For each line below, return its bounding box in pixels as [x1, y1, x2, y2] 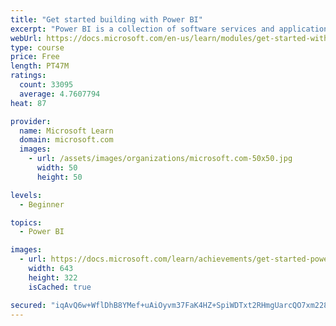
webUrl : [10, 33, 43, 43]
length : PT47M [10, 61, 70, 71]
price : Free [10, 52, 60, 62]
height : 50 [36, 172, 83, 182]
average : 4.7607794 [19, 89, 101, 99]
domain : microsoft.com [19, 135, 114, 145]
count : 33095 [19, 80, 74, 90]
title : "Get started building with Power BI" [10, 14, 203, 25]
